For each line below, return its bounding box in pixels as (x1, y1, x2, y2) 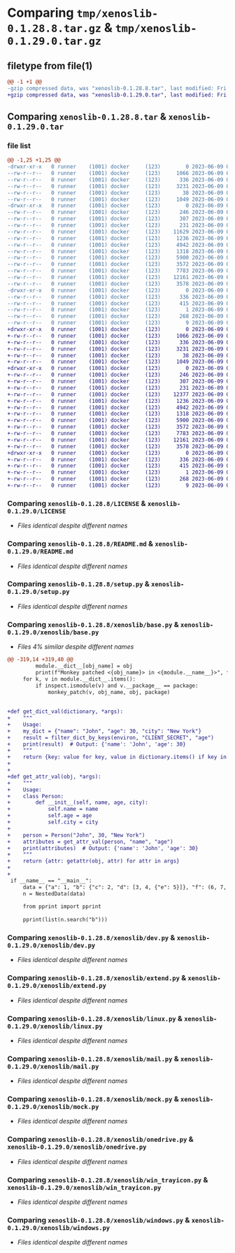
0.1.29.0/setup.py (7, 588, 70, 596)
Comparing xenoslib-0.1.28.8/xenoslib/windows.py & (7, 1215, 190, 1225)
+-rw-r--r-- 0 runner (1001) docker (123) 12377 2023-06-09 (7, 390, 224, 398)
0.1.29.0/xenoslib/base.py (7, 628, 99, 636)
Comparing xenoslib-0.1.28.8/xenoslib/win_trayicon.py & (7, 1175, 208, 1184)
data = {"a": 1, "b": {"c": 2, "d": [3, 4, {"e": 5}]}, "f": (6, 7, (22, 884, 227, 891)
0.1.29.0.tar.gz (7, 35, 101, 48)
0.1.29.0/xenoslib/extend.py (7, 982, 107, 990)
